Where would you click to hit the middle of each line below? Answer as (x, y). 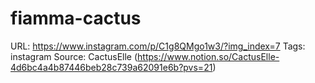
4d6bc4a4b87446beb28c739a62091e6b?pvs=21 (111, 67)
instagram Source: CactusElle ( (74, 56)
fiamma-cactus (76, 18)
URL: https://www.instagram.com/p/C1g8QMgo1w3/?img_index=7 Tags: (158, 46)
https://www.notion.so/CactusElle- (208, 56)
